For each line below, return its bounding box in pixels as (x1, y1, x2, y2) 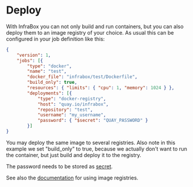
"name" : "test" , (27, 69, 67, 74)
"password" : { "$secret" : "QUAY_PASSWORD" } (37, 118, 148, 124)
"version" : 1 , (16, 52, 51, 58)
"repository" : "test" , (37, 107, 93, 113)
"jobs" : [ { (16, 57, 43, 63)
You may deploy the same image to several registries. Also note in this (6, 139, 176, 146)
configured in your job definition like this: (6, 35, 105, 42)
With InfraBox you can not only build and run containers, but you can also (6, 23, 184, 30)
